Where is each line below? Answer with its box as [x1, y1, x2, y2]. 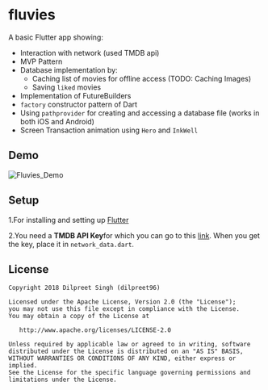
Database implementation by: [19, 65, 119, 74]
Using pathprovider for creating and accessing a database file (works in [19, 107, 260, 118]
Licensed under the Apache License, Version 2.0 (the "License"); [8, 298, 237, 306]
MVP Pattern [19, 57, 63, 66]
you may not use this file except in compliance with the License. [8, 305, 241, 313]
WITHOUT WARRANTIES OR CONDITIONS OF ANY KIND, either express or [8, 354, 237, 363]
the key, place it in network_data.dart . [8, 239, 135, 249]
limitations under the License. [8, 375, 117, 384]
